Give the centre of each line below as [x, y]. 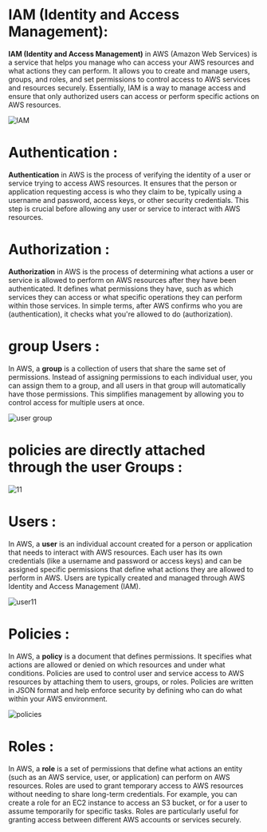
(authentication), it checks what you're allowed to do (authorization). [121, 314]
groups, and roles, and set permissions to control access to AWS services [130, 79]
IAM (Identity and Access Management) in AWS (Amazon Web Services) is [133, 54]
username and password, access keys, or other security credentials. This [129, 200]
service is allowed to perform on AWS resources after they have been [122, 280]
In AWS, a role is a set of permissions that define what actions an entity [126, 768]
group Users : [54, 346]
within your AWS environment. [58, 699]
